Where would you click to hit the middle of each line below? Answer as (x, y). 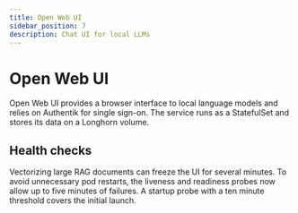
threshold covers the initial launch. (73, 200)
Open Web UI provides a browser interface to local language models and (144, 103)
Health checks (51, 150)
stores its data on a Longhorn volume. (79, 123)
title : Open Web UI (46, 17)
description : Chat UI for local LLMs (80, 34)
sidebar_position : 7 (48, 26)
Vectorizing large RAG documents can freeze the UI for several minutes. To (148, 172)
